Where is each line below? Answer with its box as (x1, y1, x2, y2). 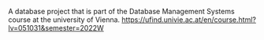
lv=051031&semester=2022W (8, 24, 104, 32)
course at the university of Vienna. (8, 15, 121, 24)
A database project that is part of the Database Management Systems (8, 7, 235, 16)
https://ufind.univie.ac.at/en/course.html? (121, 15, 256, 24)
